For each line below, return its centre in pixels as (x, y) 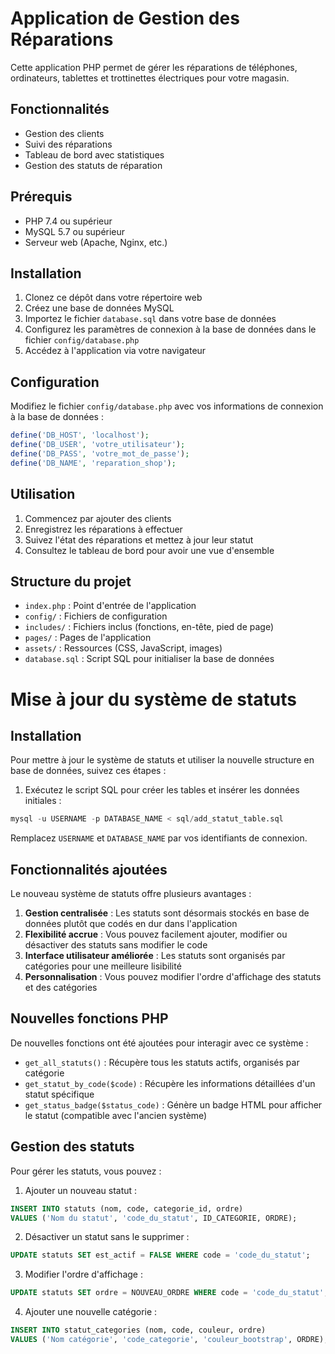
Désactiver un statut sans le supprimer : (107, 1237)
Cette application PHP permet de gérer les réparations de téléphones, (154, 67)
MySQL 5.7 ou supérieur (75, 231)
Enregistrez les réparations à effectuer (103, 529)
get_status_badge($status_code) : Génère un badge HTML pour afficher (173, 1104)
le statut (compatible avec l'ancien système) (116, 1115)
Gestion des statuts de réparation (93, 165)
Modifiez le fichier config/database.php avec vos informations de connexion (167, 406)
